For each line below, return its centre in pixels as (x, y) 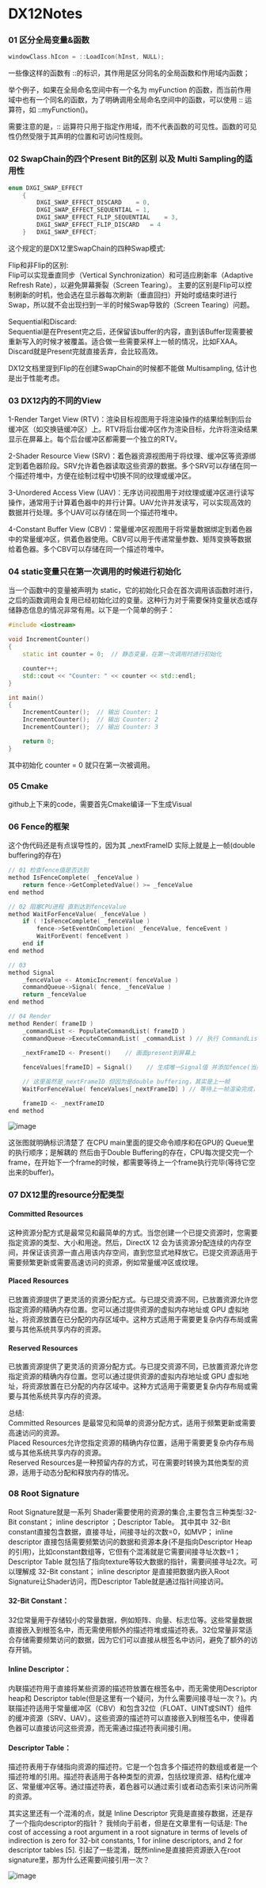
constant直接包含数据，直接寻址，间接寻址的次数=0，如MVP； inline (121, 1531)
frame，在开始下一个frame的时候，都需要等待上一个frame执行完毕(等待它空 (132, 1162)
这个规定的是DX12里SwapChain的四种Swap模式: (87, 248)
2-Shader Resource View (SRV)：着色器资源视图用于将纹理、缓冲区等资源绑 (132, 456)
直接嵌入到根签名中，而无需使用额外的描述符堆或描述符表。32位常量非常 (127, 1630)
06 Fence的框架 (39, 827)
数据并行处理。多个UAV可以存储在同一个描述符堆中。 (95, 513)
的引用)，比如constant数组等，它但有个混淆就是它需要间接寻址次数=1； (125, 1551)
